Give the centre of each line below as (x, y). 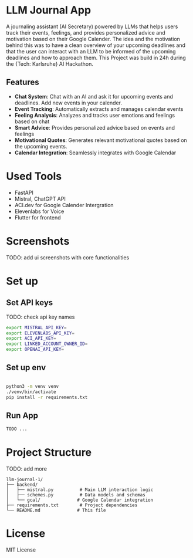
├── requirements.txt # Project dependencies (72, 505)
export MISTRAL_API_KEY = (36, 327)
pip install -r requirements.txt (47, 397)
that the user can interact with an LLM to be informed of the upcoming (91, 51)
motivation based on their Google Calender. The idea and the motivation (93, 39)
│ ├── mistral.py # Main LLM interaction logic (80, 490)
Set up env (26, 368)
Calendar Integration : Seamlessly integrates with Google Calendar (95, 153)
